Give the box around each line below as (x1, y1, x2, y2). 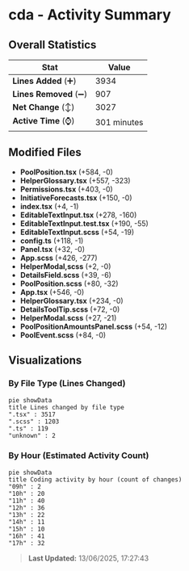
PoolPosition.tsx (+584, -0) (19, 167, 113, 177)
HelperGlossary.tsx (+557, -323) (19, 175, 131, 185)
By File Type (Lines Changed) (8, 378, 126, 389)
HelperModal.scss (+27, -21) (19, 313, 117, 322)
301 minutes (94, 116, 144, 128)
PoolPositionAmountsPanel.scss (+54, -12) (19, 321, 168, 331)
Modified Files (8, 145, 82, 159)
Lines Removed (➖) (12, 89, 87, 99)
